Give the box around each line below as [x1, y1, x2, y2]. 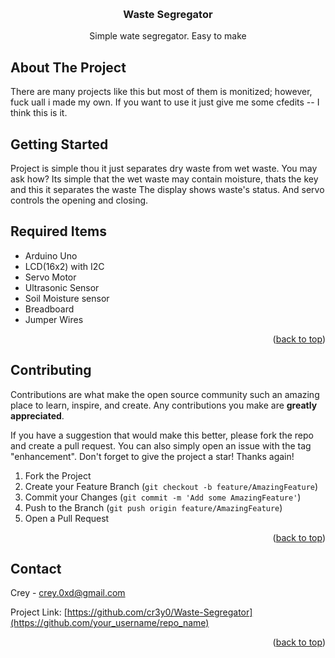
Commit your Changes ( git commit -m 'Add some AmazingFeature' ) [24, 491, 302, 503]
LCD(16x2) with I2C [24, 260, 105, 272]
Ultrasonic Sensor [24, 281, 100, 293]
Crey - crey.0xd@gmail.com [10, 587, 126, 599]
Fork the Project [24, 469, 92, 482]
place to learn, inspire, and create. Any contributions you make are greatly [10, 399, 318, 411]
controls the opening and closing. [10, 194, 149, 206]
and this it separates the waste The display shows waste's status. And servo [10, 183, 325, 195]
